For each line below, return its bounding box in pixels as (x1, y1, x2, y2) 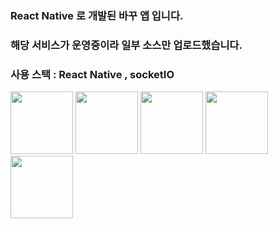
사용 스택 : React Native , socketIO (10, 67, 175, 81)
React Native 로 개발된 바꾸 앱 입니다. (10, 8, 184, 22)
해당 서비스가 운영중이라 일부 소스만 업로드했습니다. (10, 38, 243, 52)
